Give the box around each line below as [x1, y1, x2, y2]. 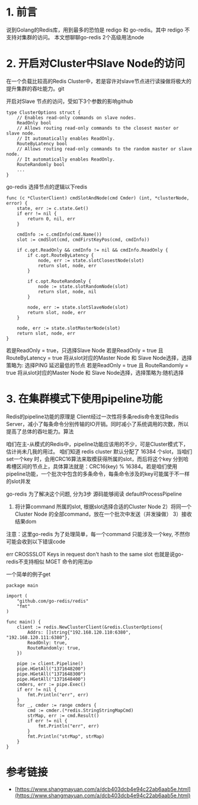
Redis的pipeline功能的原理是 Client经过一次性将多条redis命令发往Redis [6, 413, 179, 420]
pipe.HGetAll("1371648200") [17, 666, 86, 672]
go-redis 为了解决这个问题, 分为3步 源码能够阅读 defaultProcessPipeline [6, 490, 183, 497]
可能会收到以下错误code [6, 538, 66, 545]
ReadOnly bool [17, 120, 52, 126]
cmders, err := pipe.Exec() [17, 681, 86, 687]
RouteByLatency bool [17, 140, 68, 146]
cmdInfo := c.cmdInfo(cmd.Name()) [17, 231, 102, 237]
